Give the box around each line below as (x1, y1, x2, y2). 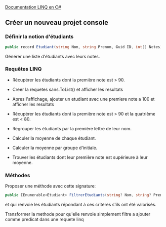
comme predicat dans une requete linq (5, 217, 84, 223)
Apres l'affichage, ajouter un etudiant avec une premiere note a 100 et (12, 96, 155, 102)
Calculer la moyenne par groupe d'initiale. (12, 145, 98, 151)
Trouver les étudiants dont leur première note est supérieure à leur (12, 154, 148, 160)
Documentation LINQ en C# (5, 4, 61, 10)
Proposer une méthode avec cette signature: (5, 183, 96, 189)
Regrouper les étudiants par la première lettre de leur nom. (12, 125, 132, 131)
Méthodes (5, 172, 31, 179)
